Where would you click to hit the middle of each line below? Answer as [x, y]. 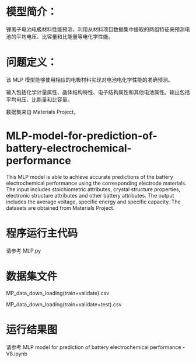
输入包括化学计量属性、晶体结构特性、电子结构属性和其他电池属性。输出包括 [98, 92]
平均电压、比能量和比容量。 [39, 99]
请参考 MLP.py [24, 250]
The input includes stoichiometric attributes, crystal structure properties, [93, 189]
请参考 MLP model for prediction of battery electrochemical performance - [96, 347]
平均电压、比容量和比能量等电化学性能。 [65, 36]
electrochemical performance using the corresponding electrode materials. [96, 183]
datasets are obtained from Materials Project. [60, 208]
